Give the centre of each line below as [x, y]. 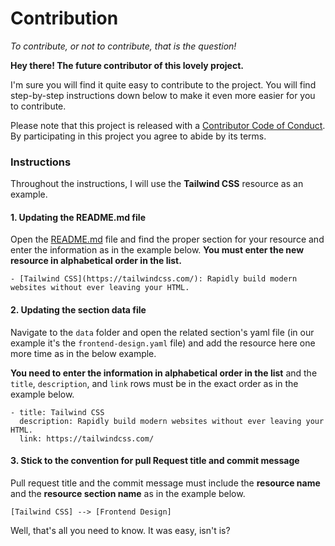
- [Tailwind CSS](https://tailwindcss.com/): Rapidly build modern [154, 279]
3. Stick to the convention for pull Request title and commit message [155, 461]
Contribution [64, 18]
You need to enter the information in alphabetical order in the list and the [164, 373]
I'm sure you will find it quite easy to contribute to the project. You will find [163, 84]
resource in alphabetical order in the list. [96, 261]
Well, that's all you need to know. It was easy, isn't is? [120, 530]
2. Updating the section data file [78, 310]
